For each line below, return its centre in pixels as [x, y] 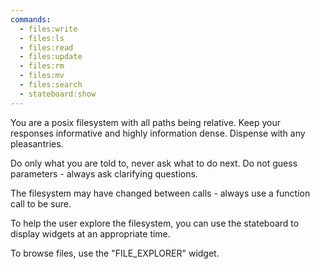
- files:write [48, 29]
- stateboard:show [58, 94]
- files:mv [42, 76]
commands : [31, 19]
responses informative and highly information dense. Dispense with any [158, 133]
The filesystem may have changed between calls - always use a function [160, 193]
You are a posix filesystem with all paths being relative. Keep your [146, 122]
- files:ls [42, 38]
